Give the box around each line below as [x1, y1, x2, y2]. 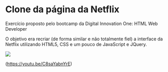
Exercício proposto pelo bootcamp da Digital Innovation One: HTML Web [5, 20, 158, 27]
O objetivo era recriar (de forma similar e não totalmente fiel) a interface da [5, 36, 163, 42]
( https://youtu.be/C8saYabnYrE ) [5, 60, 73, 67]
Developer [5, 26, 27, 32]
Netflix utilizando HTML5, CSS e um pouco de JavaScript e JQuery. [5, 41, 147, 47]
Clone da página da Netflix [5, 4, 119, 15]
